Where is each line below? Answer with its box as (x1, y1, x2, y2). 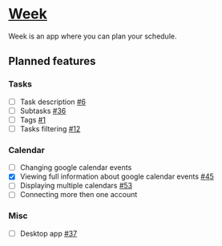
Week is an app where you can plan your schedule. (8, 31, 177, 41)
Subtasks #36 (19, 106, 67, 115)
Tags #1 (19, 115, 46, 124)
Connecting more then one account (19, 190, 138, 200)
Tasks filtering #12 (19, 123, 81, 133)
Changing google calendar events (19, 163, 132, 172)
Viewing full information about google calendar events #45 (19, 171, 215, 181)
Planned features (8, 54, 96, 68)
